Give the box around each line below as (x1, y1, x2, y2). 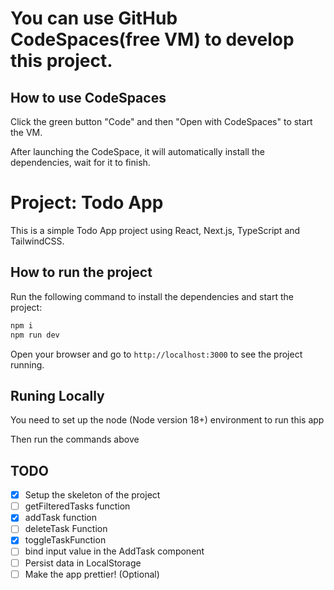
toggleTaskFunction (24, 534, 107, 546)
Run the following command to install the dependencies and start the (10, 290, 294, 302)
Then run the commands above (10, 433, 140, 446)
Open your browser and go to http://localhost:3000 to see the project (10, 348, 303, 360)
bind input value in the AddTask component (24, 545, 205, 557)
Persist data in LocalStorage (24, 557, 142, 569)
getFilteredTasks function (24, 500, 131, 512)
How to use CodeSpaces (10, 89, 167, 106)
